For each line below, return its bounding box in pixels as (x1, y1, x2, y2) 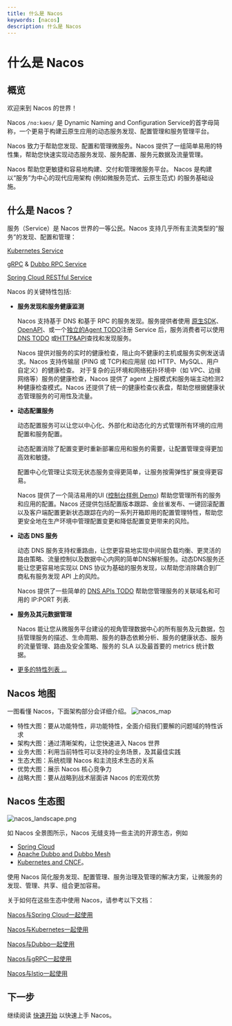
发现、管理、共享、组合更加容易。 (7, 881, 104, 889)
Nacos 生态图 (7, 796, 66, 807)
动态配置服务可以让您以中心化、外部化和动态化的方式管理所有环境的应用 (17, 422, 223, 430)
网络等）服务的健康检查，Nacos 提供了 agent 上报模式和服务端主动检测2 (17, 375, 224, 383)
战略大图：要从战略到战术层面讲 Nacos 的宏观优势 (17, 773, 160, 782)
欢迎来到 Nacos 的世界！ (7, 104, 78, 112)
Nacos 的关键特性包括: (7, 288, 72, 296)
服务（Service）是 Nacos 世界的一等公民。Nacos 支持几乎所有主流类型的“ (7, 224, 219, 233)
